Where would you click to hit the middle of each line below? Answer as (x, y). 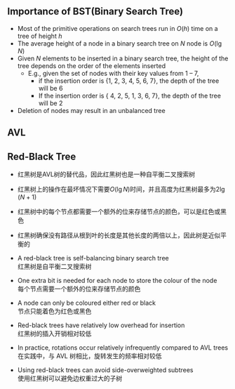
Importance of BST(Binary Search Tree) (95, 12)
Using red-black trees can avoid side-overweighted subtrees (105, 370)
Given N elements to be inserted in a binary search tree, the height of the (123, 58)
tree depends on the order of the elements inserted (92, 65)
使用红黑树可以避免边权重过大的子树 (70, 378)
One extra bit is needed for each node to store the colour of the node (117, 281)
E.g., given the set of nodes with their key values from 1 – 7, (113, 73)
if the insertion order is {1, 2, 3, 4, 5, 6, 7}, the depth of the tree (129, 81)
